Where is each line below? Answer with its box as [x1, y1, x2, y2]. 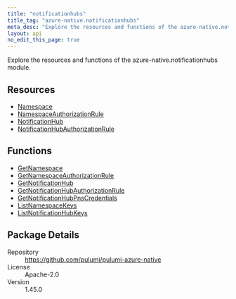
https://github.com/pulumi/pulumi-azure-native [25, 255, 162, 264]
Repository [7, 248, 39, 256]
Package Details [7, 229, 79, 241]
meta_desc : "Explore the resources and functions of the [7, 23, 178, 30]
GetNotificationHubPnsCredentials [17, 193, 118, 202]
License [7, 262, 30, 271]
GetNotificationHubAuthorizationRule [17, 186, 125, 194]
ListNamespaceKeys [17, 201, 77, 210]
